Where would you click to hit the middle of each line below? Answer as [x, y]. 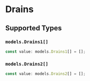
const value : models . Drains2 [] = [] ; [46, 74]
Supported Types [34, 28]
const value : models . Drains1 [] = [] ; [46, 52]
